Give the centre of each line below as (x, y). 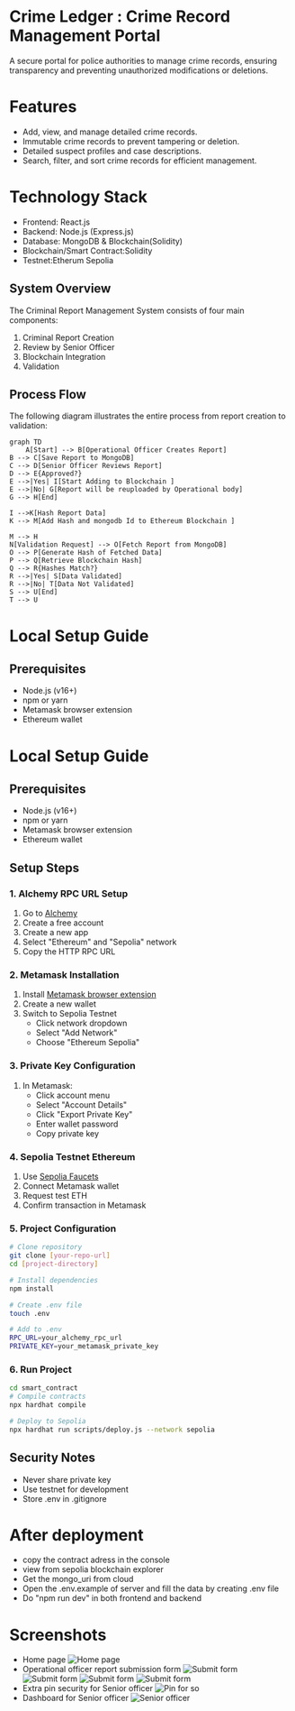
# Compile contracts (48, 1397)
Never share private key (67, 1479)
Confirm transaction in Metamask (84, 1205)
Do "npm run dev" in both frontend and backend (112, 1598)
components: (34, 320)
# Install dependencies (54, 1280)
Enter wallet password (77, 1124)
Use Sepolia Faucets (60, 1177)
